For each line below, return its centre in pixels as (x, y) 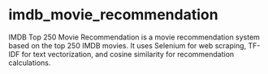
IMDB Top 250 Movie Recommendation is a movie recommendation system (134, 37)
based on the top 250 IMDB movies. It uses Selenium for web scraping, (128, 45)
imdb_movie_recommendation (113, 15)
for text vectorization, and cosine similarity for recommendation (128, 54)
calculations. (30, 63)
